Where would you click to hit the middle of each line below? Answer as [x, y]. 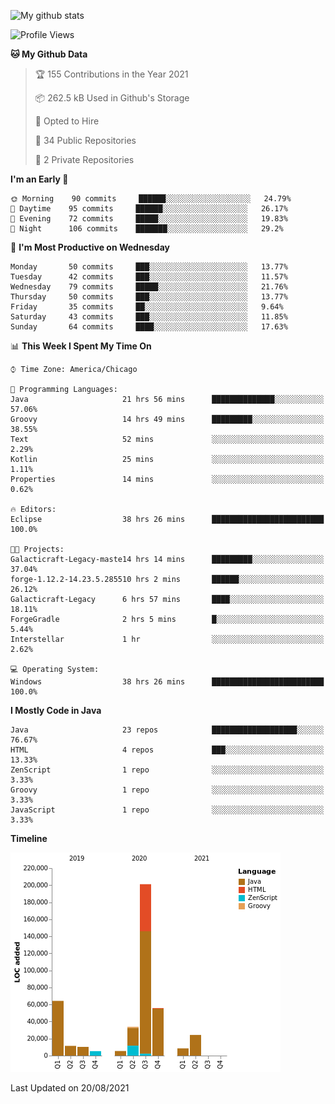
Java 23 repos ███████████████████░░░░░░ [167, 730]
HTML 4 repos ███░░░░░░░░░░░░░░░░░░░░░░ [167, 750]
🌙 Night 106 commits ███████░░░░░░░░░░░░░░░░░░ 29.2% [147, 229]
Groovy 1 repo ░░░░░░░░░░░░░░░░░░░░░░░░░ [167, 790]
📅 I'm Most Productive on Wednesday [90, 247]
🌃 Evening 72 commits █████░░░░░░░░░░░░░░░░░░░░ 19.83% [149, 219]
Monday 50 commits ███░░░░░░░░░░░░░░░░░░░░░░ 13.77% [149, 267]
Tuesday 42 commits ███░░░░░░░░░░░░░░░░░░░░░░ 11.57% [149, 277]
